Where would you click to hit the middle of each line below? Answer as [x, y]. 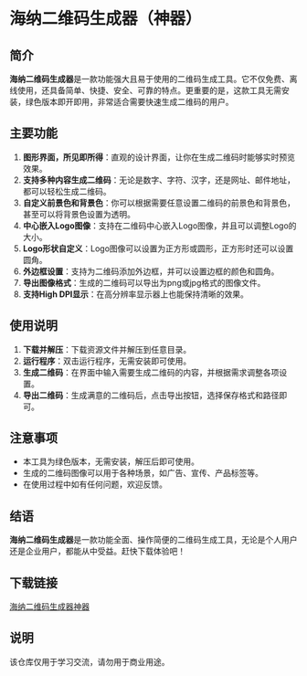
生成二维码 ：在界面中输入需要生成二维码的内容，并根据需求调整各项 [151, 372]
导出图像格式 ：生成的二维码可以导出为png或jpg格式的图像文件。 [144, 282]
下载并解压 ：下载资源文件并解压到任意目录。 [107, 349]
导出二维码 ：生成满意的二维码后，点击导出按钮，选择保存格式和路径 [151, 395]
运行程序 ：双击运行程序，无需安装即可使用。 [107, 361]
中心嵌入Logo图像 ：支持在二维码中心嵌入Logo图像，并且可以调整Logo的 [159, 226]
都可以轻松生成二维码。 [67, 191]
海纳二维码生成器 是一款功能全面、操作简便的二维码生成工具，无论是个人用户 [153, 540]
